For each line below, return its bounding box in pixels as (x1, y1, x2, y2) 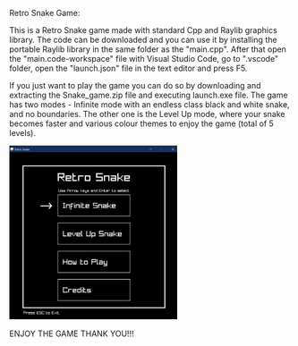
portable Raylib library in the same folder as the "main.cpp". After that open (9, 44, 286, 55)
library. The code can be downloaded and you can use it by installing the (9, 35, 277, 45)
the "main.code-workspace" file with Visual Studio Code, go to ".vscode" (9, 54, 279, 63)
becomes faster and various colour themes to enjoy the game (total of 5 (9, 118, 275, 129)
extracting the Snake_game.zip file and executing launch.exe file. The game (9, 89, 288, 100)
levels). (9, 128, 36, 138)
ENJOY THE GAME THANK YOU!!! (9, 328, 134, 339)
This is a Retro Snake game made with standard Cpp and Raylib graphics (9, 25, 277, 35)
